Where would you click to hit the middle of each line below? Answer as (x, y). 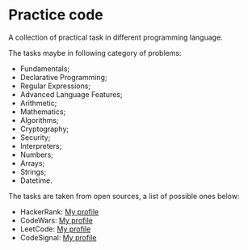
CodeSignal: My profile (58, 237)
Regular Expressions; (55, 86)
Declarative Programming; (63, 77)
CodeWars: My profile (56, 220)
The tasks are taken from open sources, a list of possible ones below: (124, 196)
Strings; (33, 172)
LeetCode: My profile (55, 229)
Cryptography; (44, 129)
